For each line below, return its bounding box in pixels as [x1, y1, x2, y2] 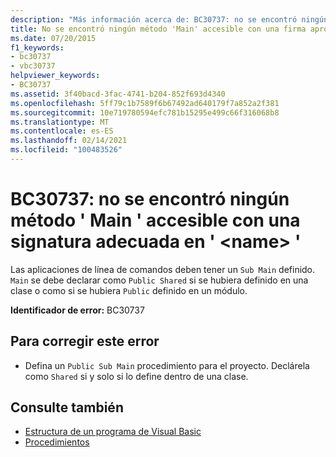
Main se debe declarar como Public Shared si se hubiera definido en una [10, 274, 309, 286]
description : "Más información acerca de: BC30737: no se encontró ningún [10, 14, 329, 25]
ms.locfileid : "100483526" [10, 145, 123, 155]
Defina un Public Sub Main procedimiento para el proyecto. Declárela [24, 359, 310, 371]
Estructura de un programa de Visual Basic [24, 426, 202, 438]
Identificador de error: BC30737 [10, 304, 145, 316]
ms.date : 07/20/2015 [10, 33, 97, 43]
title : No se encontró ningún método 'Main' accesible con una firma [10, 24, 307, 34]
